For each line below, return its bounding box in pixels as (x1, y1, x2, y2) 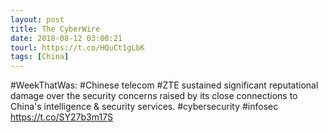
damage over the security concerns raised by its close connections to (10, 90, 298, 102)
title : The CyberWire (10, 24, 101, 34)
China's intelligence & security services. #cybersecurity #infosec (10, 101, 279, 113)
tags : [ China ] (10, 52, 70, 62)
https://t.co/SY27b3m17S (10, 111, 114, 123)
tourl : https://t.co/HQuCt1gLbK (10, 42, 145, 53)
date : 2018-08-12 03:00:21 (10, 33, 123, 43)
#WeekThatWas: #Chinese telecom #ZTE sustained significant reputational (10, 79, 319, 91)
